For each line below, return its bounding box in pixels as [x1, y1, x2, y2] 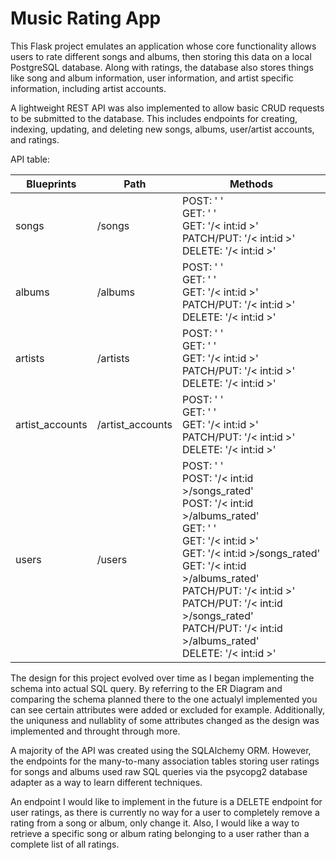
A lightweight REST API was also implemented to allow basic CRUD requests [10, 102, 325, 114]
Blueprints [26, 177, 77, 191]
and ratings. [10, 133, 60, 146]
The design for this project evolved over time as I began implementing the [10, 672, 315, 684]
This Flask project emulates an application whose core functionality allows [10, 40, 317, 52]
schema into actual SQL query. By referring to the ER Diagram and [10, 682, 283, 694]
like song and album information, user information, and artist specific [10, 72, 294, 84]
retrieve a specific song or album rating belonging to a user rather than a [10, 827, 310, 839]
